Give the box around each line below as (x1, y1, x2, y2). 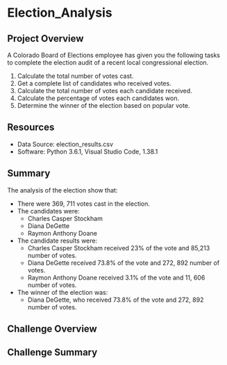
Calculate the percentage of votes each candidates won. (17, 94, 180, 102)
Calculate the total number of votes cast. (17, 72, 134, 80)
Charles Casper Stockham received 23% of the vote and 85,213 (27, 243, 210, 252)
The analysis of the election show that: (7, 186, 118, 194)
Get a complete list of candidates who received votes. (17, 79, 171, 88)
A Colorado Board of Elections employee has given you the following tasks (7, 51, 221, 59)
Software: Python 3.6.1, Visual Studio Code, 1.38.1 (17, 147, 158, 156)
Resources (7, 122, 55, 133)
